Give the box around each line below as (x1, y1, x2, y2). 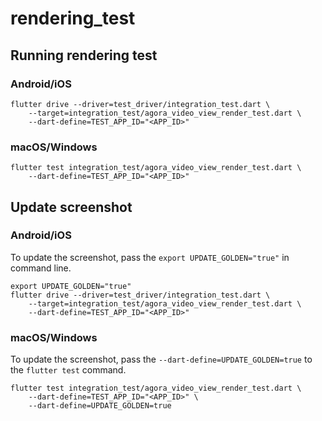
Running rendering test (10, 47, 158, 64)
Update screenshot (10, 198, 133, 216)
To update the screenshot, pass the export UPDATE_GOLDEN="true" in (10, 251, 290, 263)
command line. (10, 262, 72, 274)
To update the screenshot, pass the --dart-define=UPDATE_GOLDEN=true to (10, 353, 313, 366)
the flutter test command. (10, 364, 127, 376)
